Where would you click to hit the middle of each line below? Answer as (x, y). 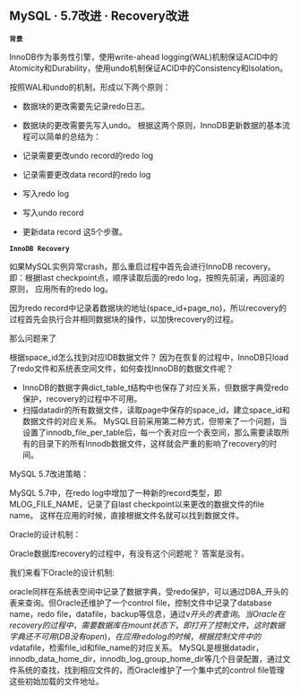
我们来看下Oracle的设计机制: (62, 572)
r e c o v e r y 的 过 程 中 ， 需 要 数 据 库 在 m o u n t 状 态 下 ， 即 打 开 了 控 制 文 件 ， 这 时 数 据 (147, 625)
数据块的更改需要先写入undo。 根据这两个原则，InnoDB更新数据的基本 (152, 125)
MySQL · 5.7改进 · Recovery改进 (99, 16)
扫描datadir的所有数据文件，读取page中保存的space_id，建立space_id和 (156, 410)
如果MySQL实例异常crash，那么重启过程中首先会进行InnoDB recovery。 (142, 266)
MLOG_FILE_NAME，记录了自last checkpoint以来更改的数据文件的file (137, 504)
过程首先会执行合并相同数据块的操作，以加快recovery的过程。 (124, 319)
